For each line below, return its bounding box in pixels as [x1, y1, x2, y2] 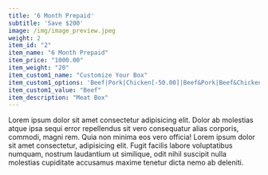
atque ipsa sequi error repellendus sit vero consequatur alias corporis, [8, 124, 239, 133]
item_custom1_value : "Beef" [8, 86, 102, 94]
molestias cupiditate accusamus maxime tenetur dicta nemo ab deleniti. [8, 157, 244, 168]
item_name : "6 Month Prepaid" [8, 49, 109, 57]
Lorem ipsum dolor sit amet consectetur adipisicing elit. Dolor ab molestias [8, 115, 254, 125]
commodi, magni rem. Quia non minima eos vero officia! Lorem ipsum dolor [8, 133, 255, 142]
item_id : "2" [8, 42, 52, 50]
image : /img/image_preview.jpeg [8, 26, 116, 34]
